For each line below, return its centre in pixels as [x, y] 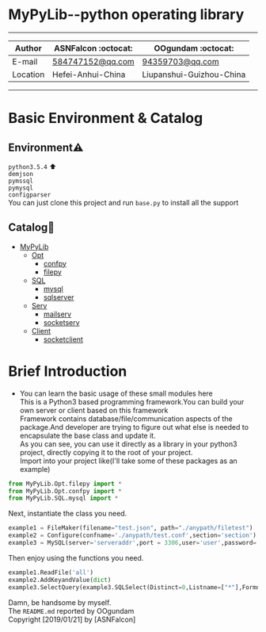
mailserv [57, 314]
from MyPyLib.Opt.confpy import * [65, 491]
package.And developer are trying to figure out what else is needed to [134, 427]
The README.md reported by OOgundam [71, 611]
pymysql [21, 188]
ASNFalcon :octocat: [93, 48]
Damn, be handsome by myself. [60, 602]
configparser [30, 195]
